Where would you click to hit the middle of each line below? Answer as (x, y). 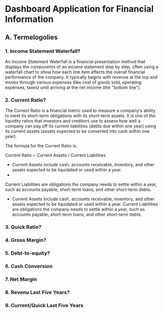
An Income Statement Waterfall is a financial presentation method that (75, 61)
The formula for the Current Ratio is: (41, 146)
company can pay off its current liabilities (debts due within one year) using (81, 126)
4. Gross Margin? (26, 240)
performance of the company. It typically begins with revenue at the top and (81, 77)
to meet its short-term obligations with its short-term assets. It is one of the (80, 116)
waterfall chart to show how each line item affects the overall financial (75, 72)
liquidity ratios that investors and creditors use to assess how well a (73, 121)
